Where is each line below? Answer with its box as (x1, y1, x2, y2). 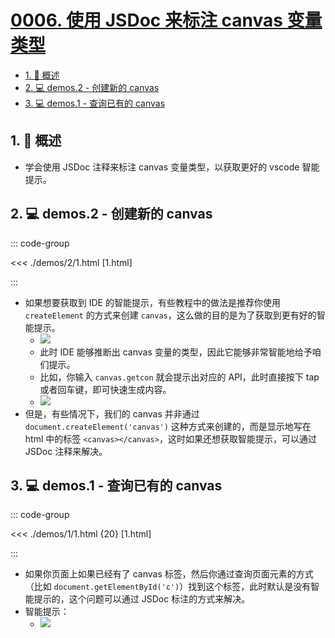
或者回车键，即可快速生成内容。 (39, 383, 172, 395)
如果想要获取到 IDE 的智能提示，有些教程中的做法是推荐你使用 (24, 296, 281, 308)
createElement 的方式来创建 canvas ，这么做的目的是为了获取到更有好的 (24, 309, 317, 321)
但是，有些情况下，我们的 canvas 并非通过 (24, 407, 200, 420)
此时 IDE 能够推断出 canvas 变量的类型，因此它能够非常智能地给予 (39, 346, 313, 358)
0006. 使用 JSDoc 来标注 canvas (10, 9, 283, 32)
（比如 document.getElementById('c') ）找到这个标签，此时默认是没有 (24, 581, 312, 593)
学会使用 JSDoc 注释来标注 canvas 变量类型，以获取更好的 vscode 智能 (24, 161, 320, 173)
